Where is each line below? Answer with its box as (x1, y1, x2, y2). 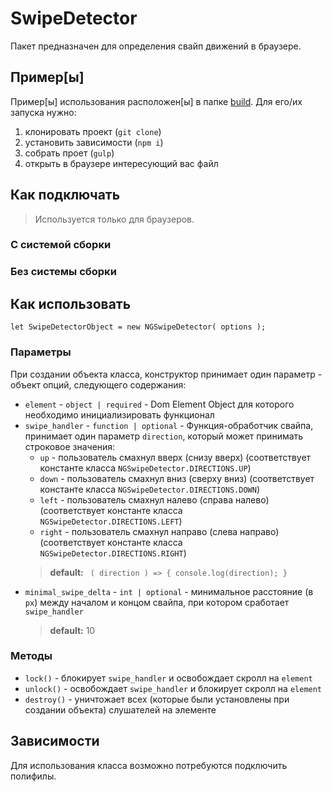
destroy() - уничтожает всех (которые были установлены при (24, 693, 290, 705)
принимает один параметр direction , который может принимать (24, 430, 304, 442)
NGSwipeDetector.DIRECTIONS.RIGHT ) (39, 547, 187, 559)
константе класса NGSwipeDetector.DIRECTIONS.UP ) (39, 462, 252, 474)
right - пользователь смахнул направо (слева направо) (39, 525, 280, 537)
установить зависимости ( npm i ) (24, 136, 164, 148)
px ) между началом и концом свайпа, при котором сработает (24, 596, 290, 608)
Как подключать (10, 187, 121, 204)
